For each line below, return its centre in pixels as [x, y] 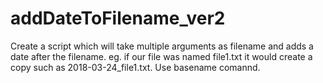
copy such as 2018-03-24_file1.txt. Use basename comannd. [135, 67]
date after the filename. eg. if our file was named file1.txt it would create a [161, 56]
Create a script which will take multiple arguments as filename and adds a [162, 46]
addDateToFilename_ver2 [118, 18]
